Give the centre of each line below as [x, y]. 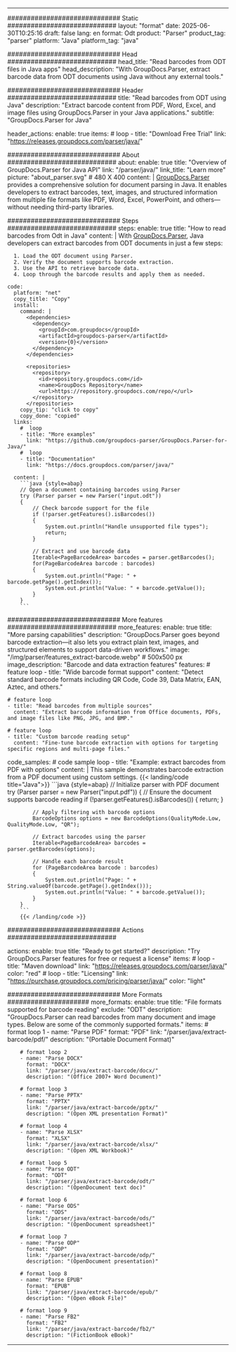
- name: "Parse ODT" [50, 1169]
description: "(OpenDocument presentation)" [92, 1261]
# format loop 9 [44, 1311]
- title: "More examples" [58, 434]
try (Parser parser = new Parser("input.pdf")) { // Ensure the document [110, 792]
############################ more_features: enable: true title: [110, 627]
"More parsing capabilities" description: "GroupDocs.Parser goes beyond [113, 635]
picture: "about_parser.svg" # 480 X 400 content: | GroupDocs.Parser [109, 177]
